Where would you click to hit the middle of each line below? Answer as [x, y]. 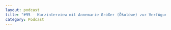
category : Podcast [25, 19]
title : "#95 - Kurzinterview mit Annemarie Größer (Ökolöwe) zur [76, 15]
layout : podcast [22, 10]
